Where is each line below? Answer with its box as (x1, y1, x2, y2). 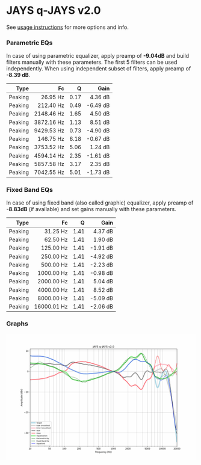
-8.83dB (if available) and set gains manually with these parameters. (6, 206, 176, 213)
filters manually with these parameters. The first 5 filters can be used (6, 58, 178, 66)
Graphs (6, 319, 28, 328)
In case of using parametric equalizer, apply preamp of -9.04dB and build (6, 52, 190, 60)
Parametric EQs (6, 38, 53, 47)
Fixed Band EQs (6, 185, 53, 194)
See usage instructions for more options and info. (6, 23, 129, 31)
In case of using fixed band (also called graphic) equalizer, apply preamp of (6, 199, 194, 206)
